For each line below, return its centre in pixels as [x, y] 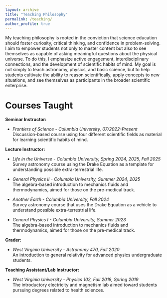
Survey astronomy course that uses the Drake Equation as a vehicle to [84, 205]
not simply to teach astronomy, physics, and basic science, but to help [78, 70]
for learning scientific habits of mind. [50, 140]
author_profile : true [28, 24]
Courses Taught [39, 106]
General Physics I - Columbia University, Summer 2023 [69, 220]
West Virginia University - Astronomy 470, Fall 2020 [66, 250]
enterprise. [16, 86]
